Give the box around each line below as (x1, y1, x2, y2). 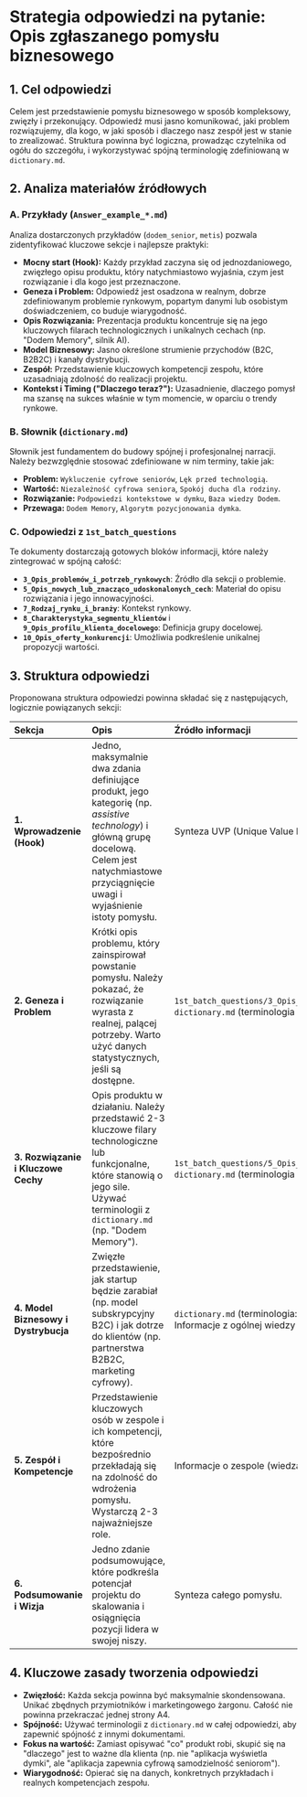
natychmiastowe (90, 865, 163, 878)
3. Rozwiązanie (14, 1150, 82, 1163)
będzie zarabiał (90, 1285, 158, 1298)
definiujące (90, 774, 140, 786)
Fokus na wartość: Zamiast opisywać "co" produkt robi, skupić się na (22, 1738, 286, 1749)
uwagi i (90, 888, 123, 901)
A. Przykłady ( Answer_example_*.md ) (9, 209, 168, 221)
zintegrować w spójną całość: (9, 556, 122, 567)
